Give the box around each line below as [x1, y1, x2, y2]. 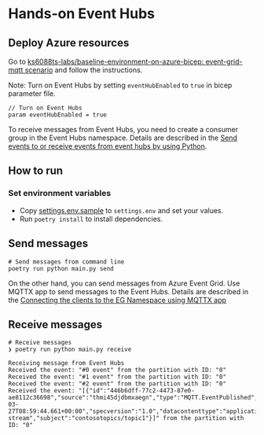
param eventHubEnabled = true [8, 111, 108, 119]
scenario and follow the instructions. [24, 65, 143, 75]
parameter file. [8, 89, 57, 98]
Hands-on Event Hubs [8, 5, 156, 23]
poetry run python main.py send [8, 264, 114, 272]
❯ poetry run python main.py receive [8, 345, 132, 354]
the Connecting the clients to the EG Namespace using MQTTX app [8, 295, 226, 304]
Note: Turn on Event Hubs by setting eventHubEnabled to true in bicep [8, 80, 233, 90]
